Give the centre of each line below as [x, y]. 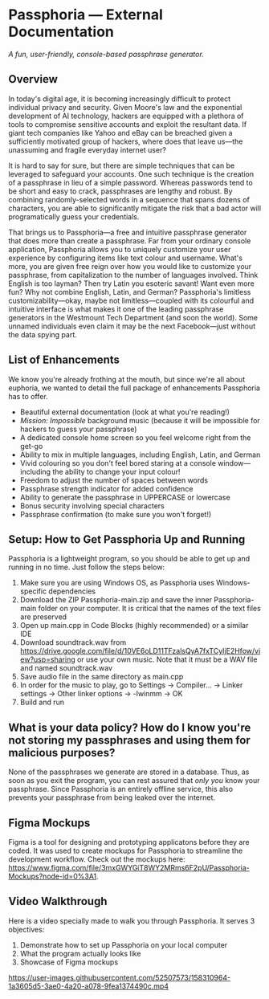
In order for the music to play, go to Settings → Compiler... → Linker [131, 685]
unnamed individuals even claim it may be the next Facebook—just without [132, 326]
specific [33, 591]
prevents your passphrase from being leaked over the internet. [112, 797]
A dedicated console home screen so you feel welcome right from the [135, 437]
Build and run [42, 702]
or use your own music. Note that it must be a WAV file [167, 659]
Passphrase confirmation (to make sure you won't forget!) [116, 514]
